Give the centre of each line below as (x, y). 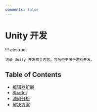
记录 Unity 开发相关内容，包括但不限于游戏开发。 (50, 60)
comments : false (22, 10)
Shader (20, 93)
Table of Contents (33, 75)
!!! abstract (16, 49)
